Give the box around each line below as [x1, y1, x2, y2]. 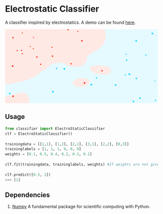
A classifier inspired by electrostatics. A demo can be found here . [5, 19, 136, 25]
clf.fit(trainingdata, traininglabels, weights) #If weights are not [5, 162, 149, 167]
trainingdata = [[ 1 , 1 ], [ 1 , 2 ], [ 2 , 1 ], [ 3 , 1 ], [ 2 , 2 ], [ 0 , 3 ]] [5, 142, 130, 147]
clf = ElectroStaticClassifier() [5, 131, 73, 136]
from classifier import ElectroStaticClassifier [5, 126, 105, 131]
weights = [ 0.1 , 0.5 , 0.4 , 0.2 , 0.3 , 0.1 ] [5, 152, 92, 157]
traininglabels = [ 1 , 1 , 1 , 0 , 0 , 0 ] [5, 147, 81, 151]
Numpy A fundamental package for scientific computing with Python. [12, 204, 150, 210]
